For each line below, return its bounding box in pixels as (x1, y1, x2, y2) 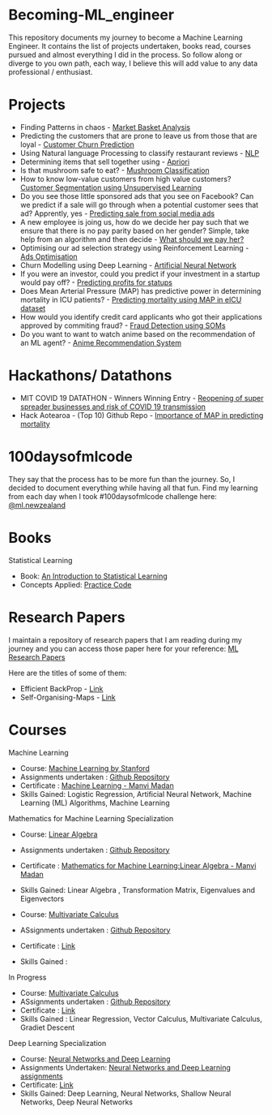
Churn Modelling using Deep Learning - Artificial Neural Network (19, 260, 237, 269)
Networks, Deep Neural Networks (19, 1097, 134, 1107)
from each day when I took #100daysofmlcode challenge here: (8, 491, 217, 501)
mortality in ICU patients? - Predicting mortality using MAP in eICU (19, 295, 242, 304)
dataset (19, 303, 46, 313)
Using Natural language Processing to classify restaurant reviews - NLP (19, 148, 260, 157)
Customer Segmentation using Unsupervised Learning (19, 183, 202, 192)
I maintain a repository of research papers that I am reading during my (8, 635, 243, 644)
